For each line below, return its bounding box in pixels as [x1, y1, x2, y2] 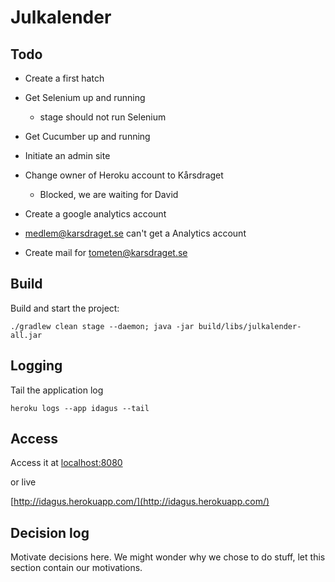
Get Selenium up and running [24, 92, 146, 103]
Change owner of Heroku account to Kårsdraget [24, 169, 224, 181]
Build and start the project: [10, 302, 120, 314]
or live [10, 476, 37, 488]
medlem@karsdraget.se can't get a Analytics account [24, 227, 247, 239]
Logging [10, 357, 63, 375]
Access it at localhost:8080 [10, 457, 123, 469]
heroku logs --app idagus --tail [10, 403, 150, 413]
